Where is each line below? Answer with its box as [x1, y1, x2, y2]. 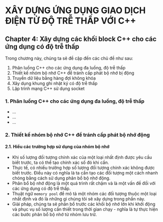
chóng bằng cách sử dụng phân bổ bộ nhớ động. [12, 175, 110, 181]
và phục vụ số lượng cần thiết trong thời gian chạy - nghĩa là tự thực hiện [12, 206, 158, 212]
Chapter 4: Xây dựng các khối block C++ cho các [5, 35, 157, 43]
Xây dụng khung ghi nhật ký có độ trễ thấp [12, 81, 98, 86]
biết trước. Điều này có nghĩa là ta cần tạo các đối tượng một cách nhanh [12, 170, 158, 176]
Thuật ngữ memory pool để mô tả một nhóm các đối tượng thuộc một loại [12, 191, 157, 197]
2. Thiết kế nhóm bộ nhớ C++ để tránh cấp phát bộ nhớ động [5, 132, 150, 138]
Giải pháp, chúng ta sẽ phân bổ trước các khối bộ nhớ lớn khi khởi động [12, 201, 156, 207]
